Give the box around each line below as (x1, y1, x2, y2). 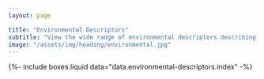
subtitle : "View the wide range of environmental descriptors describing (8, 33, 257, 41)
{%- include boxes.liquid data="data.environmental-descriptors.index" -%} (8, 62, 253, 72)
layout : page (8, 11, 51, 20)
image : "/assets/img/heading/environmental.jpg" (8, 40, 172, 48)
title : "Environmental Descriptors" (8, 25, 129, 34)
